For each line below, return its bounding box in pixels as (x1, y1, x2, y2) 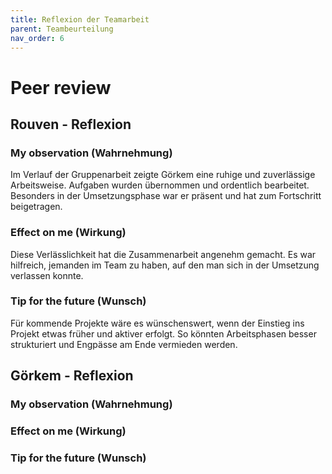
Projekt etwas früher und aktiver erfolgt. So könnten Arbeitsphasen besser (10, 327, 317, 340)
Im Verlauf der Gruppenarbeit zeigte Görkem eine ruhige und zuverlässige (10, 169, 316, 181)
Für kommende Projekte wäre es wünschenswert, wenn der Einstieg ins (10, 317, 305, 329)
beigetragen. (10, 201, 63, 213)
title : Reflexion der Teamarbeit (10, 14, 150, 25)
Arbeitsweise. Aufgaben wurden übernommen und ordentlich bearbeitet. (10, 179, 310, 191)
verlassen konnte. (10, 269, 84, 281)
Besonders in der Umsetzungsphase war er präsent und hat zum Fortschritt (10, 190, 322, 202)
